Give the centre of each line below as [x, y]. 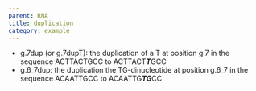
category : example [39, 30]
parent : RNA [28, 16]
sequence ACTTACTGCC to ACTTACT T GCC [93, 61]
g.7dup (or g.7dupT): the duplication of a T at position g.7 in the [125, 53]
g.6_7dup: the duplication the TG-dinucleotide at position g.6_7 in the [134, 70]
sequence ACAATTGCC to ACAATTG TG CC [91, 79]
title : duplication [41, 23]
